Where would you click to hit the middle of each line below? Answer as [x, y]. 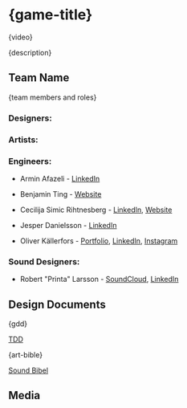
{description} [30, 52]
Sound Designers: [44, 261]
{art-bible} [25, 355]
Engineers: [30, 161]
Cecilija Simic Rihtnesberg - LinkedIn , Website [96, 210]
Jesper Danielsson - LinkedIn [68, 225]
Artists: [23, 140]
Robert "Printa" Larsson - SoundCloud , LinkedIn [99, 279]
